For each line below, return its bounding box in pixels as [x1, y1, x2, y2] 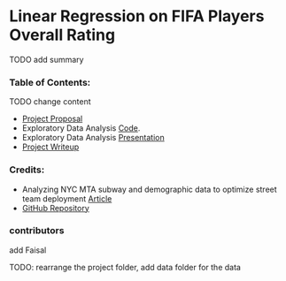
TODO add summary [9, 54, 84, 65]
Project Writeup [21, 141, 80, 152]
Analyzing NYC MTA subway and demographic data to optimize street [21, 184, 277, 194]
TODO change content [9, 96, 91, 107]
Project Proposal [21, 113, 83, 125]
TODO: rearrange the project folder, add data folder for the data [9, 262, 242, 272]
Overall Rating [9, 25, 116, 45]
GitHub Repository [21, 202, 90, 213]
